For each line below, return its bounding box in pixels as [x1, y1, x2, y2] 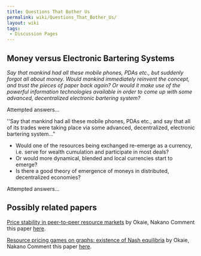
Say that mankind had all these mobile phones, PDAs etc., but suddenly [7, 69, 184, 76]
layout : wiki [7, 20, 39, 26]
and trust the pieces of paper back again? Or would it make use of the [7, 81, 181, 89]
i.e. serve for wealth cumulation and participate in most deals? [15, 148, 169, 156]
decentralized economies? [15, 173, 81, 181]
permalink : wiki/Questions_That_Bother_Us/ [7, 14, 117, 20]
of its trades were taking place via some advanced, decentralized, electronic [7, 124, 195, 131]
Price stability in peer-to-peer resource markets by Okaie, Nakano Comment [7, 218, 195, 225]
